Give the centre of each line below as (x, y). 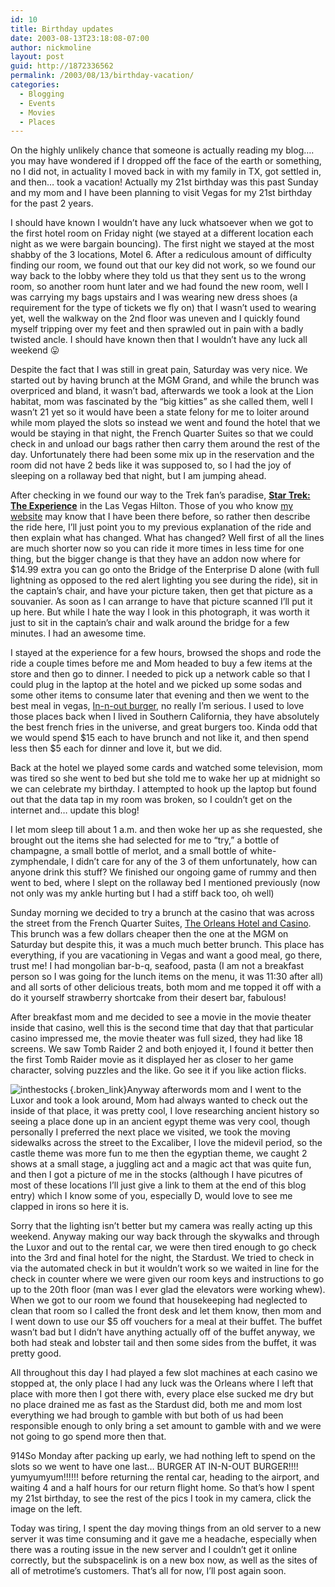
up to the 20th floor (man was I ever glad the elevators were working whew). (168, 1290)
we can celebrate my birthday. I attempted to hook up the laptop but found (163, 789)
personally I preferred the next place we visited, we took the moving (150, 1132)
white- (263, 851)
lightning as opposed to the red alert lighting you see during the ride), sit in (164, 580)
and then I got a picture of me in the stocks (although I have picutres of (156, 1175)
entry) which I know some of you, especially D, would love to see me (151, 1196)
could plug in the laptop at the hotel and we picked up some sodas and (156, 685)
